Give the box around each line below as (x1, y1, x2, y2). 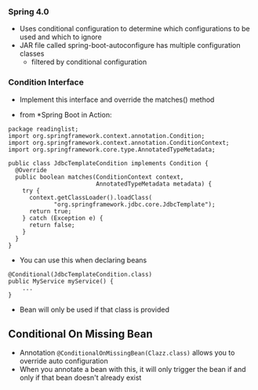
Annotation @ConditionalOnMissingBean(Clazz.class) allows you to (19, 348, 235, 358)
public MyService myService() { (8, 277, 114, 285)
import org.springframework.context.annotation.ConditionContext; (8, 139, 230, 146)
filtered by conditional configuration (31, 57, 147, 67)
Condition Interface (8, 77, 84, 88)
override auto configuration (19, 356, 108, 366)
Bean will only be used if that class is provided (19, 305, 170, 314)
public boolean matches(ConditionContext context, (15, 173, 184, 181)
